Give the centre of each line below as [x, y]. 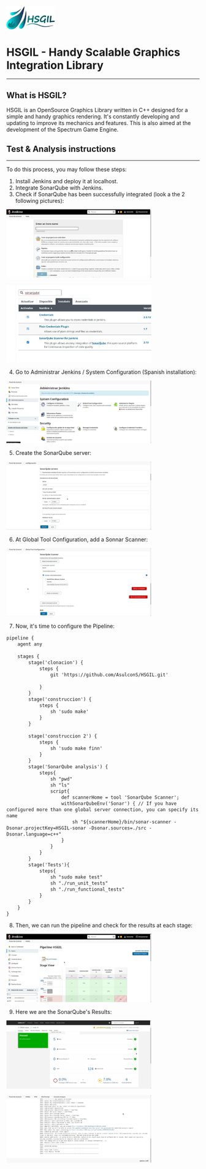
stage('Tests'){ [49, 865]
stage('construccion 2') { [63, 736]
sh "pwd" [61, 779]
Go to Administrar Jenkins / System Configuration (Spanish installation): [106, 372]
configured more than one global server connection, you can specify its [103, 809]
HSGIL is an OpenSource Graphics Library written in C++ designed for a [97, 110]
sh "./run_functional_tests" [87, 889]
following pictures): [40, 201]
